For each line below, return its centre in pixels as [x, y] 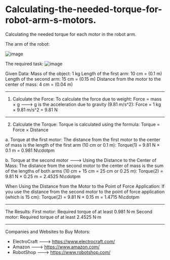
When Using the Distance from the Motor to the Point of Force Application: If [85, 186]
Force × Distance [31, 129]
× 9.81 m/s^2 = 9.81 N [35, 110]
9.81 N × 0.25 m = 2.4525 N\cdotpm [43, 176]
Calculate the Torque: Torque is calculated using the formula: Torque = [86, 124]
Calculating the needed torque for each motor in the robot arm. [71, 34]
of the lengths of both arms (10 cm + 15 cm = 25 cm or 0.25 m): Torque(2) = [84, 171]
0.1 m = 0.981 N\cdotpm [30, 150]
